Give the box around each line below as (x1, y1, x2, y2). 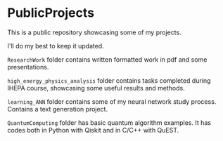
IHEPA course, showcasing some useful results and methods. (7, 83, 185, 92)
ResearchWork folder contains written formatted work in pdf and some (7, 55, 208, 64)
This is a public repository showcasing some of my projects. (7, 28, 181, 36)
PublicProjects (7, 5, 95, 21)
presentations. (7, 62, 49, 71)
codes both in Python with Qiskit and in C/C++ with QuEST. (7, 126, 179, 134)
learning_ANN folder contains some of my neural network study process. (7, 97, 217, 106)
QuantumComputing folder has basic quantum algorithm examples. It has (7, 118, 211, 127)
